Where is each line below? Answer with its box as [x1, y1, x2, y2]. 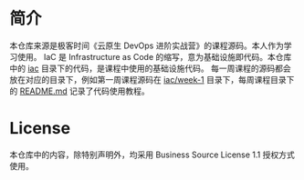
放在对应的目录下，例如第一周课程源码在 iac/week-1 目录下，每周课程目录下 [9, 74, 295, 85]
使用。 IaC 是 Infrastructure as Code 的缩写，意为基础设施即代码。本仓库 [16, 51, 292, 62]
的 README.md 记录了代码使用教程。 [9, 85, 150, 96]
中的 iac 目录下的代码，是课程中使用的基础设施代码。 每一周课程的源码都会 [9, 63, 292, 74]
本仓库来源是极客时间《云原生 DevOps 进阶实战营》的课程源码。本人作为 [9, 40, 285, 51]
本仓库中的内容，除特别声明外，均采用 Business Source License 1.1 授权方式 [9, 149, 295, 160]
